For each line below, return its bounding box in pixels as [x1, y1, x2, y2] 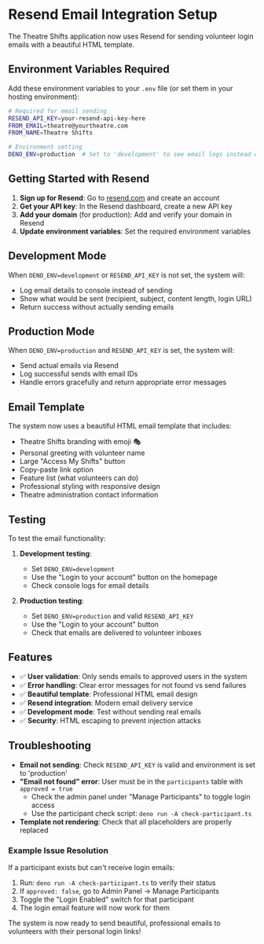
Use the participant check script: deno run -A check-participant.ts [31, 808, 252, 818]
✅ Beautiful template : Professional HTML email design [19, 689, 198, 699]
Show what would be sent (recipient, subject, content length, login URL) [19, 293, 253, 303]
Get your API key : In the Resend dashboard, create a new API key [19, 201, 233, 211]
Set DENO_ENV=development [31, 564, 115, 574]
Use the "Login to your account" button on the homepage [31, 572, 218, 582]
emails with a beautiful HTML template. [8, 39, 135, 49]
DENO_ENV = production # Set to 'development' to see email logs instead [8, 151, 251, 159]
